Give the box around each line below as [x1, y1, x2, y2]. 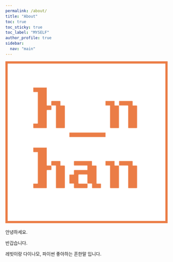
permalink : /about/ [5, 8, 47, 13]
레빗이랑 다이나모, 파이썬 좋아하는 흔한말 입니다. [5, 251, 102, 257]
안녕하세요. [5, 229, 28, 235]
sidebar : [5, 41, 24, 46]
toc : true [5, 19, 27, 24]
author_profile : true [5, 35, 52, 41]
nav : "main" [10, 46, 36, 51]
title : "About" [5, 13, 38, 19]
